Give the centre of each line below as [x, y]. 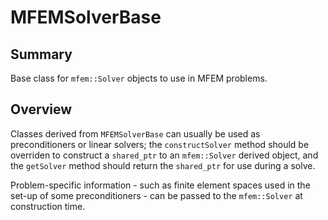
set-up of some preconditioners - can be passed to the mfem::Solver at [156, 195]
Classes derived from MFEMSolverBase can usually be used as [135, 133]
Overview [41, 109]
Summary [41, 54]
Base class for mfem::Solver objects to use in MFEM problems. [139, 78]
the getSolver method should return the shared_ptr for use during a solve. [163, 165]
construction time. [48, 206]
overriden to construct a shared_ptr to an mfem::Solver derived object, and [164, 155]
